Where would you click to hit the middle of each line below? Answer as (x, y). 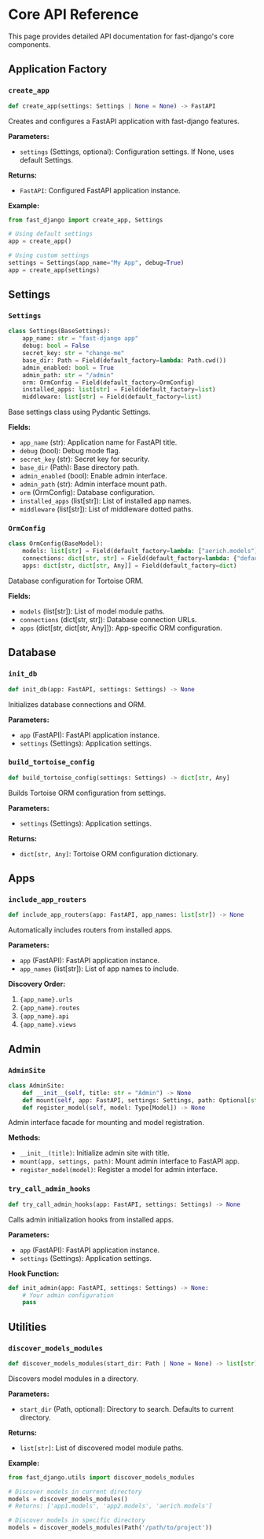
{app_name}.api (44, 1017)
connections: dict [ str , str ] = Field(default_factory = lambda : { (130, 559)
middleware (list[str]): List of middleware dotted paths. (106, 509)
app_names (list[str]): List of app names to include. (99, 969)
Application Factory (58, 70)
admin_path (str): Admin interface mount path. (93, 484)
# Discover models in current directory (75, 1491)
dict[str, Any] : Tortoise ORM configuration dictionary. (109, 853)
